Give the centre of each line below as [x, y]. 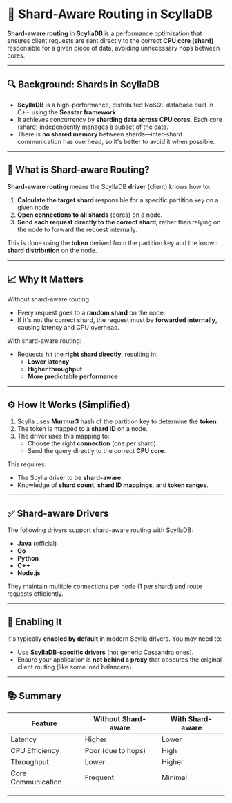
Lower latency [48, 362]
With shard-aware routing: [45, 341]
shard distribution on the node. [52, 250]
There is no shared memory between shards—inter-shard [100, 134]
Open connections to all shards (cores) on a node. [90, 215]
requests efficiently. [35, 594]
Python [28, 558]
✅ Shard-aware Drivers [58, 513]
